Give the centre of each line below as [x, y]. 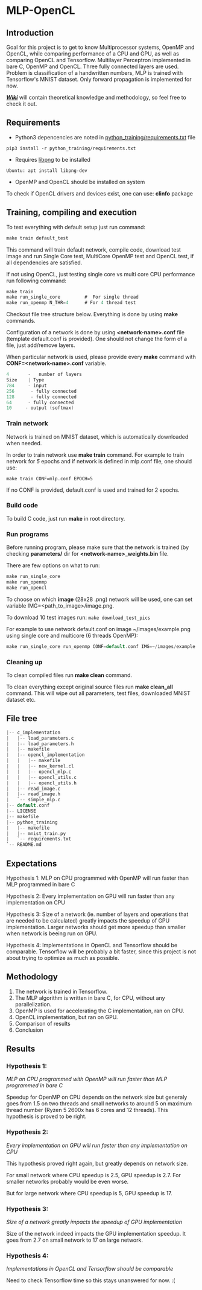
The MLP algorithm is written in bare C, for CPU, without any [90, 998]
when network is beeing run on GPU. [52, 933]
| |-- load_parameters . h [40, 744]
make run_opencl [27, 588]
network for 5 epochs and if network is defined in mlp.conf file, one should [99, 461]
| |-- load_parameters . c [40, 738]
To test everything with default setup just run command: [76, 227]
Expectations [32, 863]
